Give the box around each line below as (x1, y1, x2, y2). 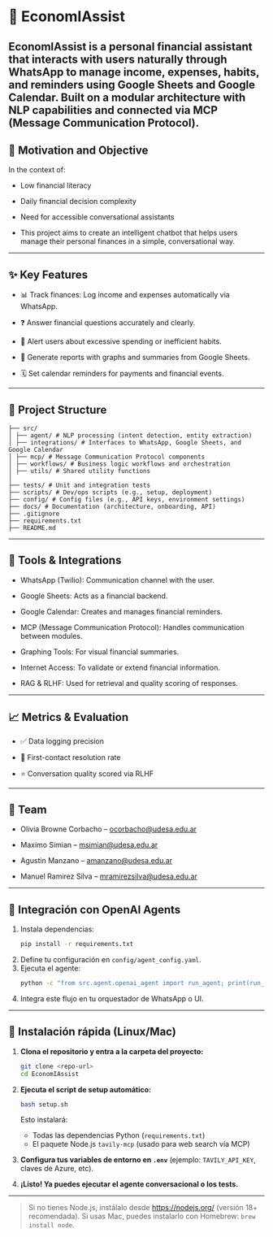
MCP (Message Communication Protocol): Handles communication (19, 622, 245, 632)
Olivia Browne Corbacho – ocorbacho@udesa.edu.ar (19, 824, 197, 834)
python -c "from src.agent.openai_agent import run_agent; (19, 979, 225, 987)
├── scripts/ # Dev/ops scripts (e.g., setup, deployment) (8, 488, 213, 497)
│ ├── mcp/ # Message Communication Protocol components (8, 453, 206, 462)
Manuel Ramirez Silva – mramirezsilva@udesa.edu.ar (19, 871, 197, 881)
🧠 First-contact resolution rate (19, 752, 121, 762)
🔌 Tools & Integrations (8, 553, 122, 567)
